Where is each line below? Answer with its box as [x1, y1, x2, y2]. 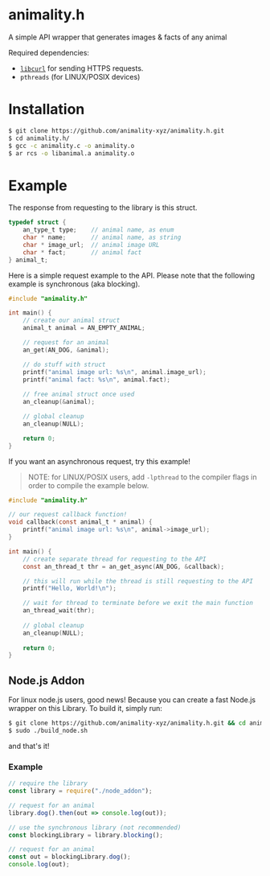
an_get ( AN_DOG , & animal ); [22, 346, 110, 354]
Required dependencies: [8, 47, 90, 57]
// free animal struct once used [22, 390, 135, 399]
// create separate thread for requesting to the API [22, 555, 207, 563]
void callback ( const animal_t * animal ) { [8, 518, 153, 526]
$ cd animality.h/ [8, 134, 70, 142]
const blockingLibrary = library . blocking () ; [8, 831, 163, 839]
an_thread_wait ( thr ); [22, 607, 95, 615]
